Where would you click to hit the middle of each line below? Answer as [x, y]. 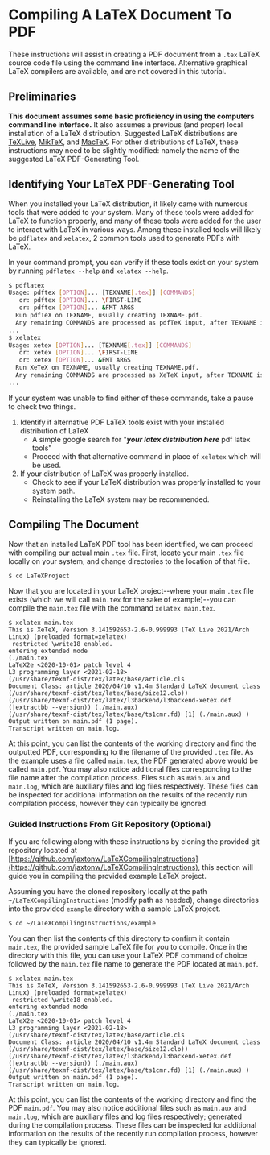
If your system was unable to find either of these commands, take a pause [131, 398]
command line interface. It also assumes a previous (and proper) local [126, 124]
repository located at [43, 850]
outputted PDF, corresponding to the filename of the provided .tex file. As [131, 751]
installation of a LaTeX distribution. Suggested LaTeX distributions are [123, 133]
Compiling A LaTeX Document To [120, 15]
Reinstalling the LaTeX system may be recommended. [121, 499]
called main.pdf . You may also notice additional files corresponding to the [130, 769]
